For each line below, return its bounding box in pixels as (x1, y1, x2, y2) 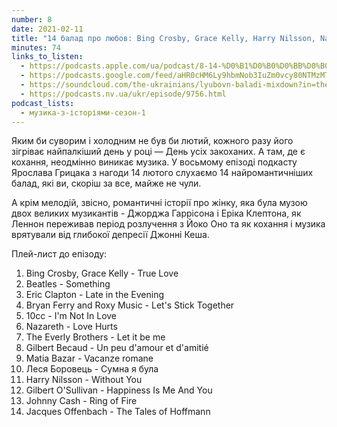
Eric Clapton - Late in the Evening (25, 289, 164, 301)
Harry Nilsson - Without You (25, 374, 143, 386)
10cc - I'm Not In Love (25, 310, 118, 322)
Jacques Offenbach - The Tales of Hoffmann (25, 406, 211, 418)
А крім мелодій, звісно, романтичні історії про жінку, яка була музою (11, 197, 308, 209)
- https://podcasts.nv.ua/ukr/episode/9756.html (20, 89, 227, 99)
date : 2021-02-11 (11, 24, 84, 34)
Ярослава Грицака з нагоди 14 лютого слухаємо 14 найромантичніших (11, 167, 314, 179)
